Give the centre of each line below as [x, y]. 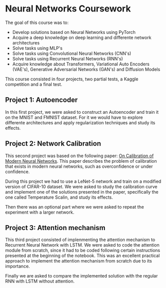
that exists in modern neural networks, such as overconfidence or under [79, 166]
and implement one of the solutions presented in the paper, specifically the [82, 192]
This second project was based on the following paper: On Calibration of [80, 156]
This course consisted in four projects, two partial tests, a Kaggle [72, 79]
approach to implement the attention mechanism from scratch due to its [79, 261]
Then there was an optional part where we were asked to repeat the [75, 207]
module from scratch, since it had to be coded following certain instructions [83, 251]
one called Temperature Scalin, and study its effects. [59, 197]
